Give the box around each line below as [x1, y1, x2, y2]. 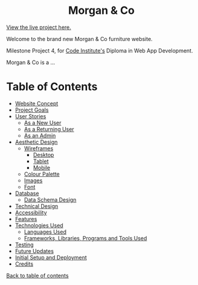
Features [14, 215, 37, 222]
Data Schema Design [24, 196, 77, 203]
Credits [14, 260, 34, 267]
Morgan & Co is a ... [6, 59, 56, 66]
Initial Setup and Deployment [14, 254, 88, 261]
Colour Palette [24, 170, 60, 178]
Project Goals [14, 106, 49, 114]
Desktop [33, 151, 54, 158]
